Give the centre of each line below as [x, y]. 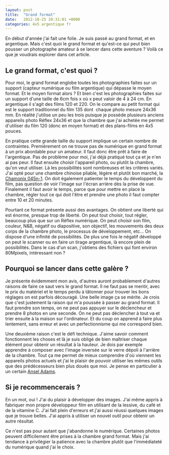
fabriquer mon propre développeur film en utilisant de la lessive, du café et [83, 405]
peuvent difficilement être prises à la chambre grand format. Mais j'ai [77, 436]
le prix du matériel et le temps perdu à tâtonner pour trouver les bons [77, 292]
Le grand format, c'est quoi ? [51, 71]
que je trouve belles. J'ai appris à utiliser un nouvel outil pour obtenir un [80, 416]
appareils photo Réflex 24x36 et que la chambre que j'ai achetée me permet [85, 120]
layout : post [19, 10]
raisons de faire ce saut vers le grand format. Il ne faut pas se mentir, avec [83, 286]
